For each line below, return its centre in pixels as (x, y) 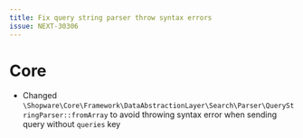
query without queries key (71, 124)
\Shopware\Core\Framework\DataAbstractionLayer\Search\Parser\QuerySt (158, 106)
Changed (39, 96)
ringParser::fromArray (65, 115)
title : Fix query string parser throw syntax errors (111, 18)
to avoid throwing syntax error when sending (194, 115)
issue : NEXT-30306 (44, 26)
